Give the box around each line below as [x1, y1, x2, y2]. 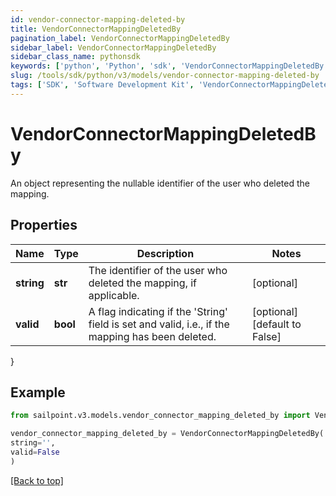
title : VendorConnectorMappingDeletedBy [10, 24, 182, 34]
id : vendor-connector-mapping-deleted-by [10, 14, 186, 25]
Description [136, 246, 195, 260]
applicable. [88, 288, 140, 302]
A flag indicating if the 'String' [88, 304, 228, 318]
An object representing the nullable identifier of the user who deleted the [10, 177, 310, 189]
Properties [10, 217, 78, 234]
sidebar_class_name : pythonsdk [10, 52, 141, 62]
